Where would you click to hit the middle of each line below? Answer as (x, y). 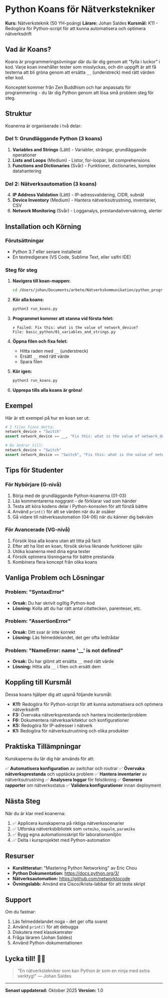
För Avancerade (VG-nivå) (37, 530)
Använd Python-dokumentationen (47, 943)
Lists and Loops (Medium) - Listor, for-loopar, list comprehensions (81, 160)
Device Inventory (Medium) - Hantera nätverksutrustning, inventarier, (84, 200)
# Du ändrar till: (24, 445)
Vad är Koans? (28, 49)
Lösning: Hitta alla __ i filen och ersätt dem (56, 667)
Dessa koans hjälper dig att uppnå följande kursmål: (58, 694)
